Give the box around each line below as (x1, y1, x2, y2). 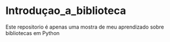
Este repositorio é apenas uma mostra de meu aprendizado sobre (5, 23, 164, 30)
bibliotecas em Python (5, 29, 60, 36)
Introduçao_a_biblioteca (5, 4, 126, 17)
